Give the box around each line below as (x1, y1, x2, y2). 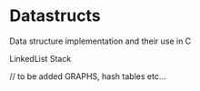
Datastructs (9, 5, 102, 26)
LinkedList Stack (9, 53, 72, 64)
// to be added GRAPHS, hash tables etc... (9, 70, 166, 82)
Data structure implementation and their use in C (9, 35, 192, 46)
